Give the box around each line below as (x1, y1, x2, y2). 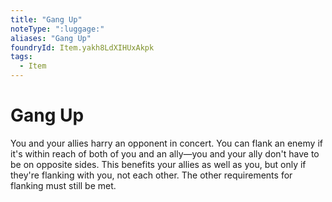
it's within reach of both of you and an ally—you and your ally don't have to (10, 147, 320, 160)
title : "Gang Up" (10, 14, 83, 25)
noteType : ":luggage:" (10, 24, 105, 34)
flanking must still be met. (10, 179, 117, 191)
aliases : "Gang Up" (10, 33, 92, 43)
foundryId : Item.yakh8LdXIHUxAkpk (10, 42, 155, 53)
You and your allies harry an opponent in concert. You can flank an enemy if (10, 137, 323, 149)
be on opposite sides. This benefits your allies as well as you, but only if (10, 158, 307, 170)
